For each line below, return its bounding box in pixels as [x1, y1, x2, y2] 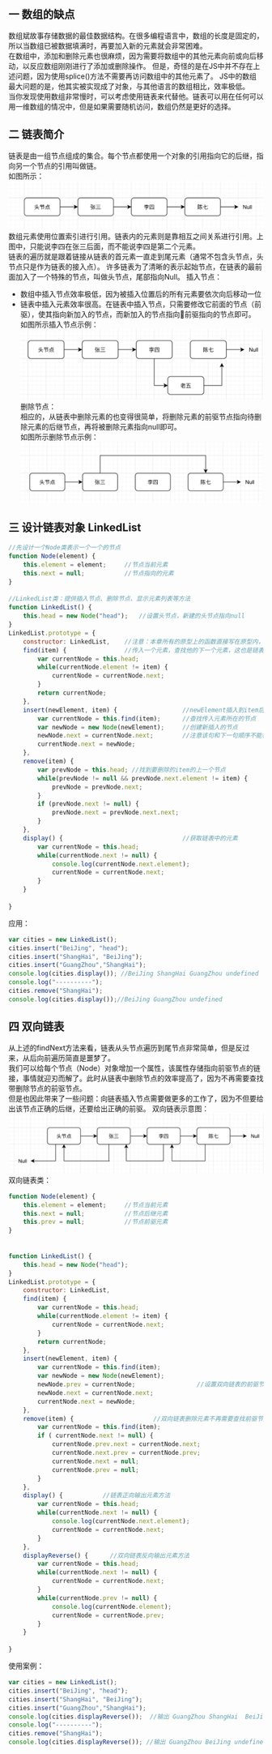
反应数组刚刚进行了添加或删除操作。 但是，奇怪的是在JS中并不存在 [29, 61, 253, 71]
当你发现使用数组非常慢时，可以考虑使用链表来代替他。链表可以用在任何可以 [8, 92, 264, 101]
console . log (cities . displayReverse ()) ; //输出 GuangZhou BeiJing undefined [8, 1738, 267, 1747]
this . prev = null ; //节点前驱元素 [23, 1218, 168, 1226]
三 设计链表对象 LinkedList [8, 520, 142, 534]
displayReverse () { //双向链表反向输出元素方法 [23, 1551, 190, 1559]
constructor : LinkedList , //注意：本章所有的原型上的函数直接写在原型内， [23, 637, 265, 646]
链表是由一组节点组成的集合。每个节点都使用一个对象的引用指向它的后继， [8, 151, 257, 160]
